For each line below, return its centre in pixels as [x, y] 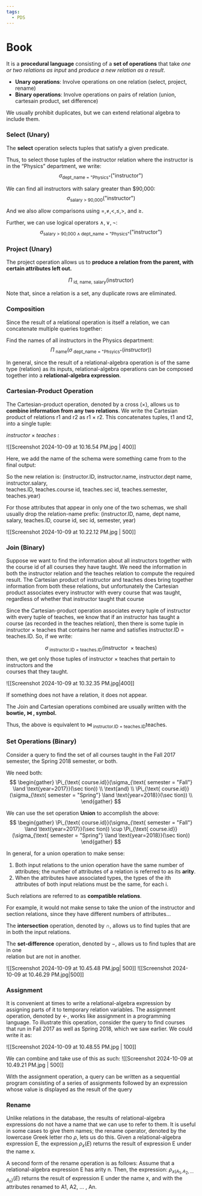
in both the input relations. [38, 932]
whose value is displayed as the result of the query [69, 1089]
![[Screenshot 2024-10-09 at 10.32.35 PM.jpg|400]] [70, 683]
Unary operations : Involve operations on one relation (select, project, [101, 82]
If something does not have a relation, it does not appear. [77, 695]
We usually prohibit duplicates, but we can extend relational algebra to [93, 113]
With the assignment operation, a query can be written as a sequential [93, 1077]
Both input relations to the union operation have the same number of [99, 865]
